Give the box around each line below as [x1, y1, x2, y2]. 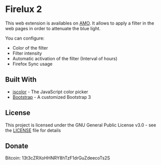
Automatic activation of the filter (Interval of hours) [12, 55, 118, 61]
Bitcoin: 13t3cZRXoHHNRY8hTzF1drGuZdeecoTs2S [5, 155, 110, 161]
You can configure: [5, 35, 45, 41]
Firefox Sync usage [12, 61, 53, 67]
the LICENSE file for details [5, 127, 61, 133]
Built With [5, 75, 37, 84]
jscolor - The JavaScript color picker [12, 89, 89, 95]
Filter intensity [12, 50, 42, 56]
